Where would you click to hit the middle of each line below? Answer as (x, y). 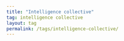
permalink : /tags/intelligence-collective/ (63, 29)
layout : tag (21, 23)
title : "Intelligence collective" (50, 12)
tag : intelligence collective (45, 17)
